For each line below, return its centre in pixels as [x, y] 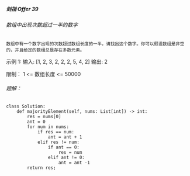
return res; [42, 168]
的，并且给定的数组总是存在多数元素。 [45, 50]
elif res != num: [58, 142]
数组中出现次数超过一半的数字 [42, 25]
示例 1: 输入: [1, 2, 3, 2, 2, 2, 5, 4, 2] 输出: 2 [57, 61]
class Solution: [26, 106]
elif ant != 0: [66, 157]
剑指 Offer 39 [23, 9]
